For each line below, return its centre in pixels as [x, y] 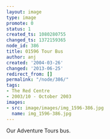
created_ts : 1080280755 [36, 35]
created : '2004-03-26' [35, 63]
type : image [21, 18]
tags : [13, 86]
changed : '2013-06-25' [35, 68]
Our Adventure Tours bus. [39, 131]
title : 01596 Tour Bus [35, 52]
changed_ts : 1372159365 [36, 40]
